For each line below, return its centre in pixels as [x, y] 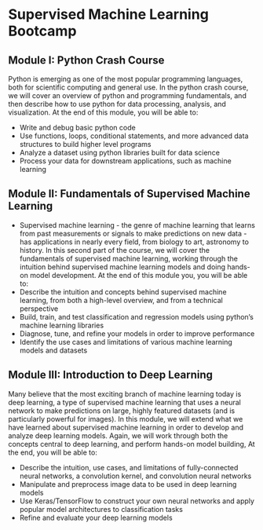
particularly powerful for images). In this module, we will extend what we [126, 419]
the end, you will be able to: [53, 452]
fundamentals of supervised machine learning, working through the [128, 258]
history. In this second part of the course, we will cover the [115, 250]
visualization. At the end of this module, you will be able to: [103, 112]
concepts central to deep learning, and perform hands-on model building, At [131, 444]
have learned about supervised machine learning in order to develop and [126, 427]
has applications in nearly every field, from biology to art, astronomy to [134, 242]
